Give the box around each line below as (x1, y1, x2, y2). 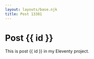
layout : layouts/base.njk (5, 7, 57, 12)
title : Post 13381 (5, 12, 42, 16)
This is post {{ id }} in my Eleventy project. (5, 48, 90, 54)
